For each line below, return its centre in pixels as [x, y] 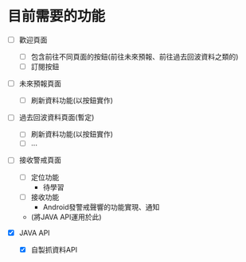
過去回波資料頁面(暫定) [57, 118]
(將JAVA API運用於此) [66, 217]
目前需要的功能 [57, 16]
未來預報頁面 [40, 83]
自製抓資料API [54, 249]
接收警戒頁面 [40, 160]
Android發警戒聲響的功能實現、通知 [101, 206]
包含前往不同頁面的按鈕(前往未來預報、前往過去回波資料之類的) [135, 57]
